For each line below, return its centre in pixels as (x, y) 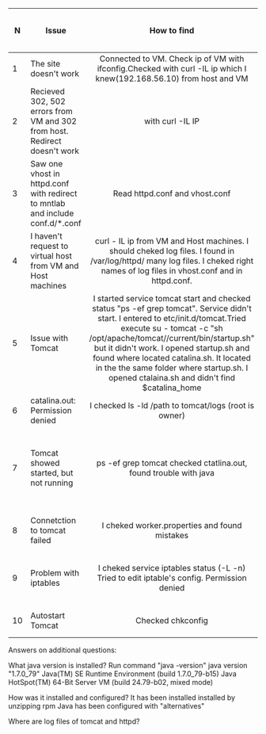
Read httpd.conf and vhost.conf (172, 193)
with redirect (54, 193)
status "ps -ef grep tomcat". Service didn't (172, 308)
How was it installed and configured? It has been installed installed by (122, 698)
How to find (172, 31)
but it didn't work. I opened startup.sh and (172, 348)
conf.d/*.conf (56, 223)
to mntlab (48, 203)
